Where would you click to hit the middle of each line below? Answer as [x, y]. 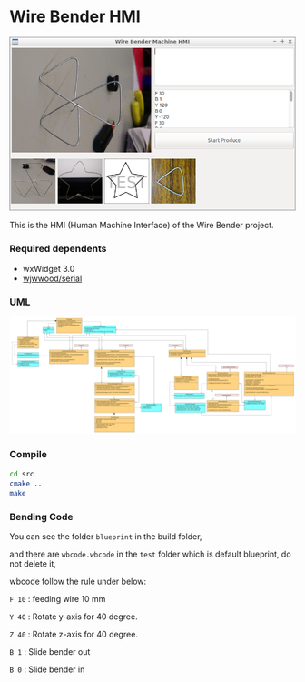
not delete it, [33, 563]
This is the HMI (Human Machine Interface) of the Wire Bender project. [142, 226]
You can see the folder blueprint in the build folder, [106, 536]
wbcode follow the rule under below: [78, 581]
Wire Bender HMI [75, 17]
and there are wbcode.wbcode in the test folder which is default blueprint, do [151, 554]
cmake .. [26, 484]
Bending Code [42, 517]
